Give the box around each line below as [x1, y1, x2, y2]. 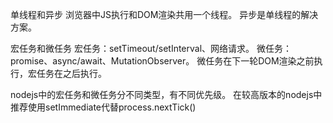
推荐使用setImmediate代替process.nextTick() [10, 101, 197, 113]
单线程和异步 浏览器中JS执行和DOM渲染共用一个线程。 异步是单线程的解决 [10, 9, 319, 20]
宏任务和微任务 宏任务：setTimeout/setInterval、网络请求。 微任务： [10, 43, 292, 54]
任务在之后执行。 [36, 68, 107, 79]
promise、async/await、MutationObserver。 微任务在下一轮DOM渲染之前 [10, 55, 315, 67]
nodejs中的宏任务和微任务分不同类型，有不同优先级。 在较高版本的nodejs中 [10, 89, 323, 100]
